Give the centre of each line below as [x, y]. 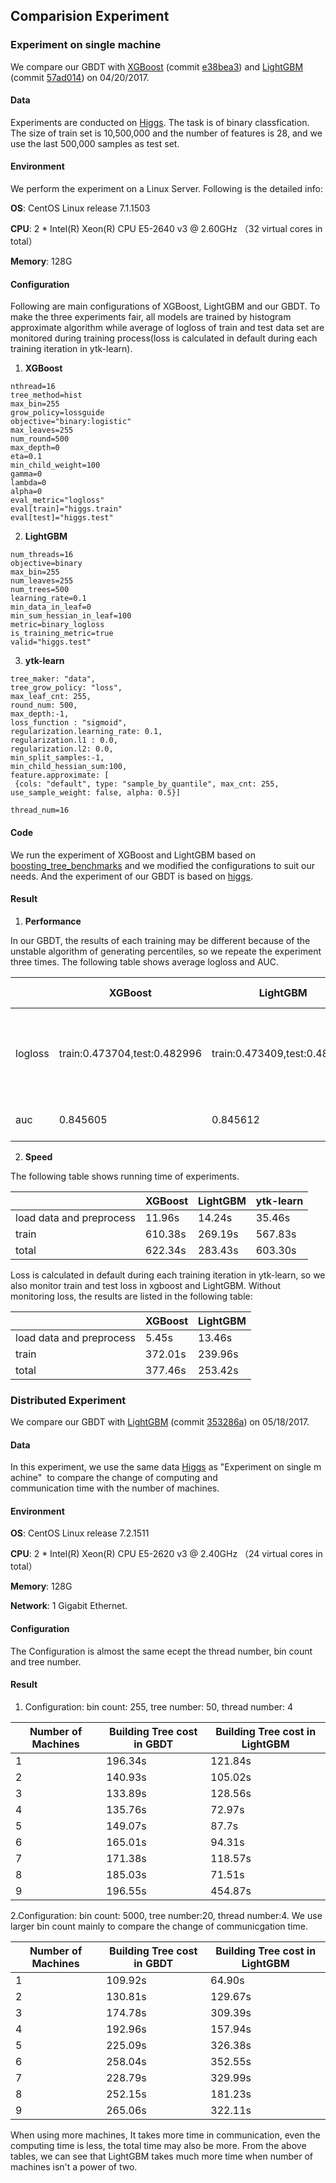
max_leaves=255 [42, 430]
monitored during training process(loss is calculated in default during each [164, 338]
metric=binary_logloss [57, 625]
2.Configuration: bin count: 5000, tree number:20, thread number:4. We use [166, 1915]
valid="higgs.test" [51, 642]
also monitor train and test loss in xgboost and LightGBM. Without [146, 1285]
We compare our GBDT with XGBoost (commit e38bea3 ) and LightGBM [157, 66]
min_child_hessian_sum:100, [69, 767]
